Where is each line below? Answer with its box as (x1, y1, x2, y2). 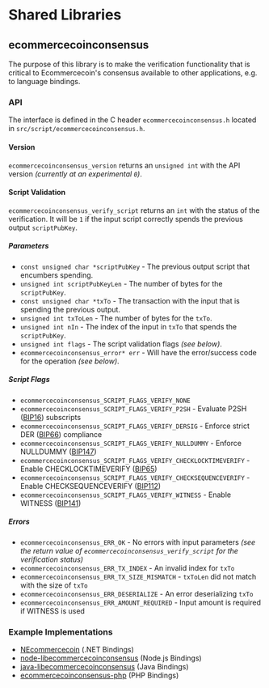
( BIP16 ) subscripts (19, 412, 82, 422)
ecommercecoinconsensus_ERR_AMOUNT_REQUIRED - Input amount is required (19, 597, 261, 607)
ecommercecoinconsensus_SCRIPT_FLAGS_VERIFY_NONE (19, 397, 191, 405)
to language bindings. (8, 77, 81, 86)
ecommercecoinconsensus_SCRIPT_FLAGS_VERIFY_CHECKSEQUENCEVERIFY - (19, 472, 250, 482)
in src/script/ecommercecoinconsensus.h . (8, 124, 145, 134)
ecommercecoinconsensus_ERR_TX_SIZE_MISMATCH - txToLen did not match (19, 571, 257, 581)
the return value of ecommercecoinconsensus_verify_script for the (19, 546, 238, 555)
